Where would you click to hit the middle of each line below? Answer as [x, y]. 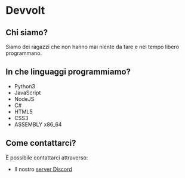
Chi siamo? [27, 33]
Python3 [24, 86]
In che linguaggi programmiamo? [68, 72]
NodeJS [24, 99]
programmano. [24, 53]
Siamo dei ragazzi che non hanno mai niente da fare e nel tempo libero [92, 47]
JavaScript [27, 93]
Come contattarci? [41, 143]
